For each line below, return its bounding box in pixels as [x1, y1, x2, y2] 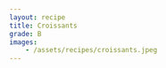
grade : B [9, 29, 42, 38]
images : [9, 37, 38, 47]
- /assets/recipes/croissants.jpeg [25, 46, 158, 55]
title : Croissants [9, 21, 78, 30]
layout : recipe [9, 12, 66, 22]
